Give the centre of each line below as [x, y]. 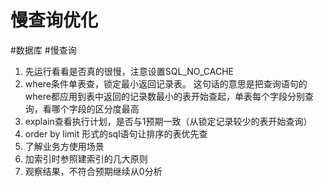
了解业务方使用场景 [64, 146]
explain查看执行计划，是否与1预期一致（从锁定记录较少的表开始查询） [168, 121]
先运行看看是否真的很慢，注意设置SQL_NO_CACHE [129, 71]
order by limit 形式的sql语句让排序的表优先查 [116, 133]
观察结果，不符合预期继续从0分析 [93, 171]
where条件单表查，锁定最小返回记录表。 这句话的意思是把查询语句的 [166, 83]
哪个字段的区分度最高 [95, 108]
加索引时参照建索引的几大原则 [86, 158]
